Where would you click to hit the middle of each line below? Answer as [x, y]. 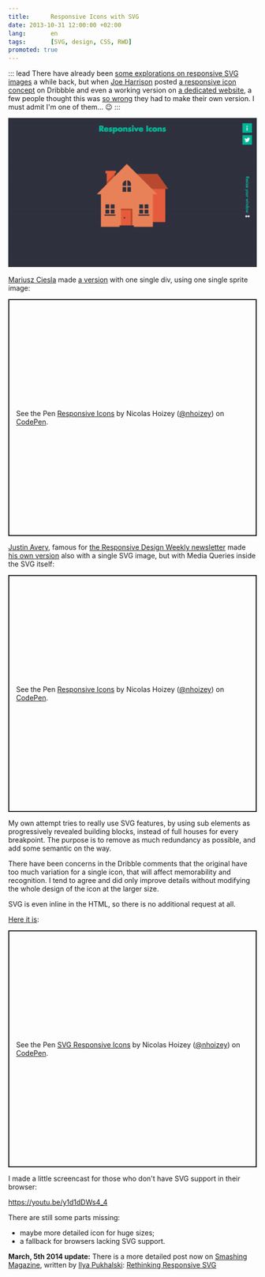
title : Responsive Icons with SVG [74, 17]
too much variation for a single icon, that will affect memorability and [119, 872]
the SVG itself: [32, 564]
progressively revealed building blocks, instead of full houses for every [123, 832]
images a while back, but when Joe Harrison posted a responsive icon [122, 82]
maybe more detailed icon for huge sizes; [87, 1233]
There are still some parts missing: [64, 1218]
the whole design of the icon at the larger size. [84, 889]
